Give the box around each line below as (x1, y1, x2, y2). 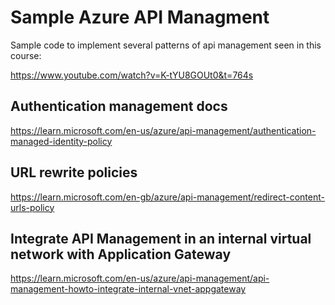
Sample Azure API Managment (10, 6, 270, 29)
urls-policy (10, 201, 55, 213)
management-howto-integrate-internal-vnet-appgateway (10, 283, 247, 295)
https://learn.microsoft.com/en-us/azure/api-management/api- (10, 272, 270, 285)
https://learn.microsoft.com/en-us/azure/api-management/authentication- (10, 124, 317, 136)
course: (10, 49, 42, 61)
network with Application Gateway (10, 246, 232, 263)
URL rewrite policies (10, 164, 138, 181)
